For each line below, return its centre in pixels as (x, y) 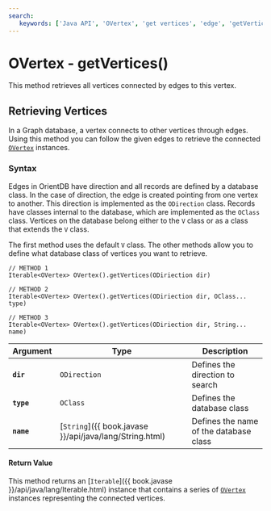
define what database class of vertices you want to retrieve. (108, 253)
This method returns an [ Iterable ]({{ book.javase (91, 480)
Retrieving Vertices (58, 111)
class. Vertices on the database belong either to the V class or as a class (128, 220)
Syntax (23, 169)
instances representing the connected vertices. (87, 498)
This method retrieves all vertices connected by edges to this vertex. (122, 86)
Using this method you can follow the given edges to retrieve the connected (134, 139)
